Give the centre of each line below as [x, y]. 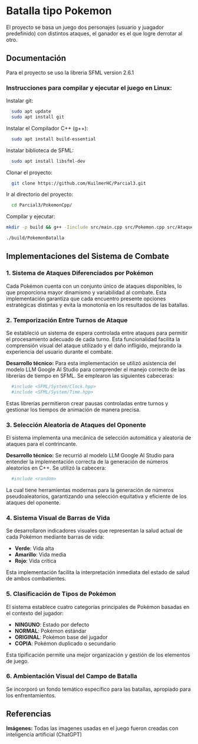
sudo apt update [31, 112]
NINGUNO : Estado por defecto [52, 624]
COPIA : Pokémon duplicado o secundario [65, 643]
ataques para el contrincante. [42, 444]
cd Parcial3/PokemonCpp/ [42, 205]
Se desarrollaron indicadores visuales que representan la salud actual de [94, 531]
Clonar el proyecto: [29, 172]
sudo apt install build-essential [54, 139]
